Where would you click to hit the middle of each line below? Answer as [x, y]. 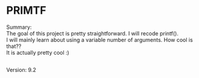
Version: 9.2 [21, 70]
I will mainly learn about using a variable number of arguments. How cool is [99, 40]
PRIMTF [26, 10]
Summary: [19, 27]
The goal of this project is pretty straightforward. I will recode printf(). [93, 33]
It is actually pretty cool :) [38, 52]
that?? [14, 46]
